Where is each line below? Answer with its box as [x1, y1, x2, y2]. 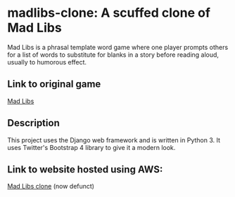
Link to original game [7, 79, 101, 90]
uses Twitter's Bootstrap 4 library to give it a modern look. [7, 143, 176, 151]
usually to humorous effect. [7, 57, 87, 66]
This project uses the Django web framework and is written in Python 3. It [7, 135, 220, 144]
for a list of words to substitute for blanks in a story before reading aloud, [7, 50, 220, 59]
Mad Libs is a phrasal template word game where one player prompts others [7, 43, 229, 51]
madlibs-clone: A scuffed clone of [7, 5, 211, 21]
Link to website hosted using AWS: [7, 163, 163, 175]
